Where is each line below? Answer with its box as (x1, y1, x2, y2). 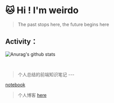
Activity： (5, 38, 38, 46)
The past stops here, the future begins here (17, 21, 109, 27)
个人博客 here (17, 92, 47, 98)
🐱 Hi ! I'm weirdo (5, 5, 79, 16)
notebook (5, 81, 25, 88)
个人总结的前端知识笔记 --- (17, 71, 75, 78)
